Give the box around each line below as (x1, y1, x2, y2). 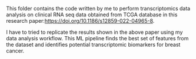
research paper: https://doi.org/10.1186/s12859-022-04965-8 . (6, 18, 155, 24)
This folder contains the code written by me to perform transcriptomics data (6, 5, 191, 12)
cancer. (6, 47, 25, 54)
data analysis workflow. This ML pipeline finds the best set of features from (6, 35, 189, 41)
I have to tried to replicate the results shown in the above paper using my (6, 29, 183, 36)
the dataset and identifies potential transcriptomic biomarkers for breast (6, 41, 181, 48)
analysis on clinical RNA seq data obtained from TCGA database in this (6, 11, 178, 18)
